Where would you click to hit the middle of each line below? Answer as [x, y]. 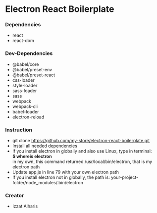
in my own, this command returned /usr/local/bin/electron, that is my [82, 161]
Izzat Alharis [25, 206]
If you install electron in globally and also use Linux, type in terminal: [82, 151]
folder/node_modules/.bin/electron [48, 183]
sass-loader [25, 91]
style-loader [25, 85]
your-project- [125, 177]
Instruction [19, 130]
